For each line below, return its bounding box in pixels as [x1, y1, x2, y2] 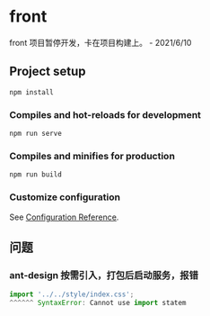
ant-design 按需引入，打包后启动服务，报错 [9, 268, 199, 281]
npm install [9, 87, 54, 96]
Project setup [9, 64, 87, 79]
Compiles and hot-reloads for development [9, 108, 202, 121]
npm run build [9, 170, 63, 179]
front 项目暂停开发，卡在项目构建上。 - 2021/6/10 [9, 37, 192, 48]
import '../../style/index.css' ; [9, 290, 135, 299]
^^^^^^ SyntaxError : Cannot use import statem [9, 299, 187, 308]
